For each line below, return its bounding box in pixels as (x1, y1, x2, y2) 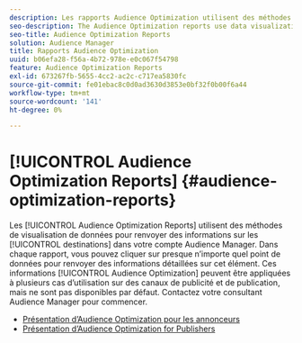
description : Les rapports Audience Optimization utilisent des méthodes (9, 13, 292, 23)
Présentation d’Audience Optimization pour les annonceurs (22, 314, 241, 325)
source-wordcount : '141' (9, 96, 102, 106)
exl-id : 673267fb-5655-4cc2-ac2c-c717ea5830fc (9, 72, 187, 81)
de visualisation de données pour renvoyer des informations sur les (9, 230, 259, 240)
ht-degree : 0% (9, 105, 63, 114)
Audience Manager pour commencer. (9, 296, 148, 307)
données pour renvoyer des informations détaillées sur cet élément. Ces (9, 258, 277, 269)
